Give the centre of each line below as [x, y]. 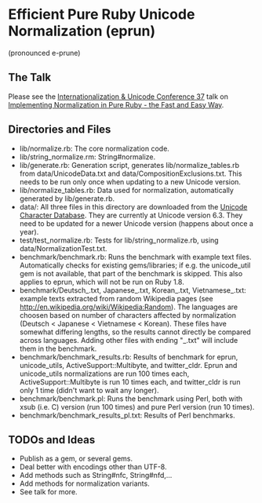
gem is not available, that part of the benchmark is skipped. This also [131, 273]
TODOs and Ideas [52, 440]
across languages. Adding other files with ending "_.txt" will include [129, 340]
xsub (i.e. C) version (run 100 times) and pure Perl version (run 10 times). [137, 406]
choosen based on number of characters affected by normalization [128, 315]
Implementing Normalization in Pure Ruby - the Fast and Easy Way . [116, 104]
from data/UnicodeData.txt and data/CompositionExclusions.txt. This [131, 173]
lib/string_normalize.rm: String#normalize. [87, 157]
